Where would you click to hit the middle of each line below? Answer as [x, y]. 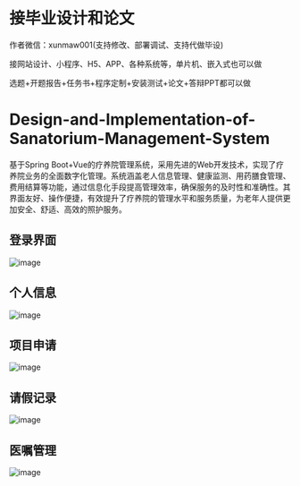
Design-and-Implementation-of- [133, 119]
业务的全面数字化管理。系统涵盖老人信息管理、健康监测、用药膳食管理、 [158, 175]
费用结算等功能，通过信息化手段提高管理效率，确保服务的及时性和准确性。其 [150, 187]
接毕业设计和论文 [72, 18]
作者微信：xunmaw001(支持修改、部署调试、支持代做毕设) [117, 45]
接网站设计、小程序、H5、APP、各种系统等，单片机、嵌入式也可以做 [136, 64]
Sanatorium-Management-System [140, 139]
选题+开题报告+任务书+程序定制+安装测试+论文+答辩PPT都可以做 [130, 82]
